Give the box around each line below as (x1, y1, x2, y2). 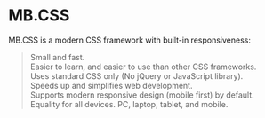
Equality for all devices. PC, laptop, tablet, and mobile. (29, 98, 229, 109)
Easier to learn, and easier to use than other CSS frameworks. (29, 61, 257, 72)
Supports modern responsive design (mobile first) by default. (29, 90, 254, 100)
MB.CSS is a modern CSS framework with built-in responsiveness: (8, 35, 251, 45)
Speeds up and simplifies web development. (29, 80, 193, 90)
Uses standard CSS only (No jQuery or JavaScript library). (29, 70, 244, 81)
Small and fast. (29, 51, 85, 62)
